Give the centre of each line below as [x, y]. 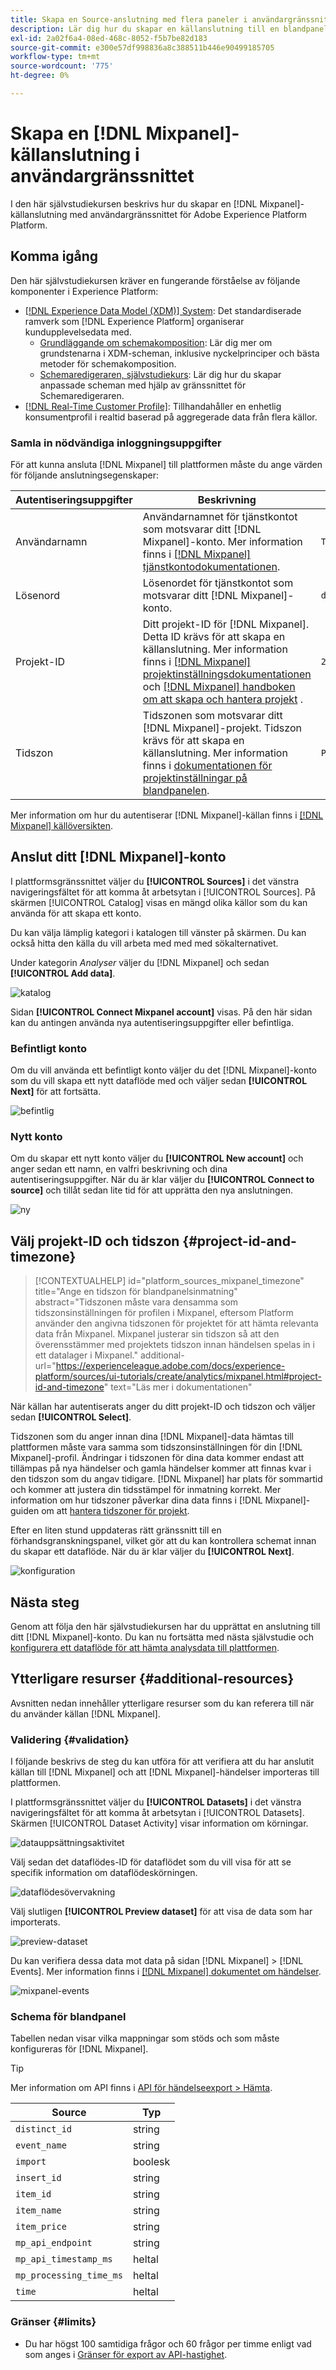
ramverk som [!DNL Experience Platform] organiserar [134, 321]
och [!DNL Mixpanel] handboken [219, 686]
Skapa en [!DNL [76, 133]
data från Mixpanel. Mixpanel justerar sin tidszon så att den [157, 1334]
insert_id [38, 2178]
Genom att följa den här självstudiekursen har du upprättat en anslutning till [165, 1626]
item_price [41, 2227]
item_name [38, 2210]
